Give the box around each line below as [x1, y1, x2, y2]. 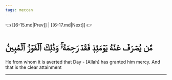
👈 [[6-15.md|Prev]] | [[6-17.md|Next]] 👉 [5, 21, 92, 28]
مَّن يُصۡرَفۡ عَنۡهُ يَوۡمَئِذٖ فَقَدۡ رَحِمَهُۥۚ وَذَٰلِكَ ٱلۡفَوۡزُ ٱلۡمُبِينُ [5, 41, 153, 53]
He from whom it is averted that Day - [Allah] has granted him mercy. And [5, 59, 160, 65]
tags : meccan [5, 7, 33, 13]
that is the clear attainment [5, 64, 62, 70]
